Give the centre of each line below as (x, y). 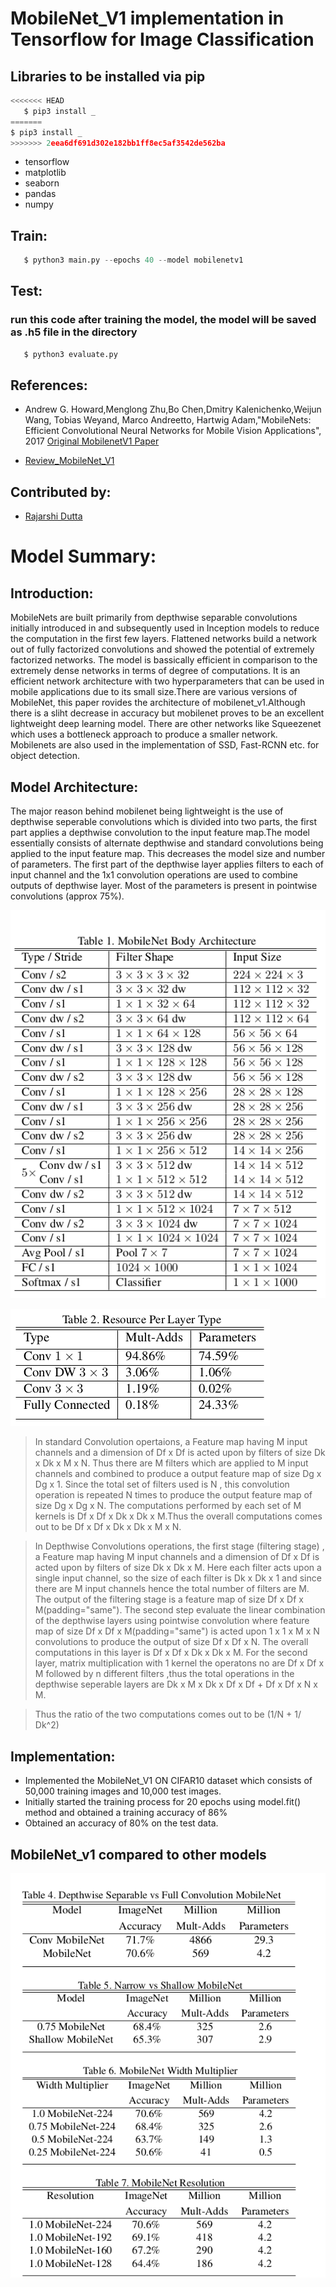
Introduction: (52, 593)
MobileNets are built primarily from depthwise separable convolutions (154, 618)
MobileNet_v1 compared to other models (138, 1854)
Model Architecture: (74, 787)
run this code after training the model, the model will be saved (163, 320)
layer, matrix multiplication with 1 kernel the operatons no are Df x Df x (179, 1663)
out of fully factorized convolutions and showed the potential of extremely (162, 649)
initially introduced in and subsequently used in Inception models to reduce (165, 628)
